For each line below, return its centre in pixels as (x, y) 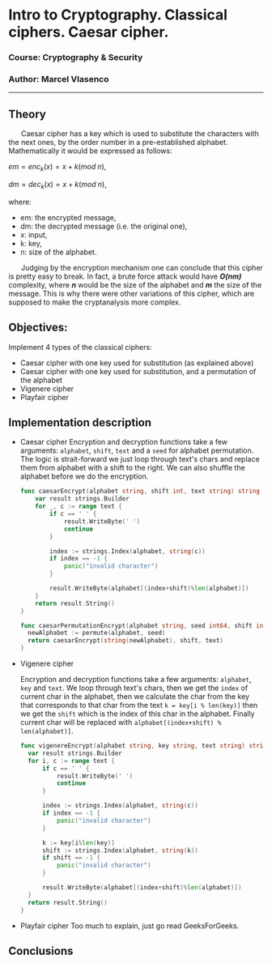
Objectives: (38, 328)
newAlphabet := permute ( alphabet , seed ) (97, 633)
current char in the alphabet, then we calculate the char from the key (134, 697)
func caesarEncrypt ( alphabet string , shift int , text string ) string (140, 492)
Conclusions (41, 950)
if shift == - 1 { (71, 858)
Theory (28, 114)
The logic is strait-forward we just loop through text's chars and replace (140, 459)
